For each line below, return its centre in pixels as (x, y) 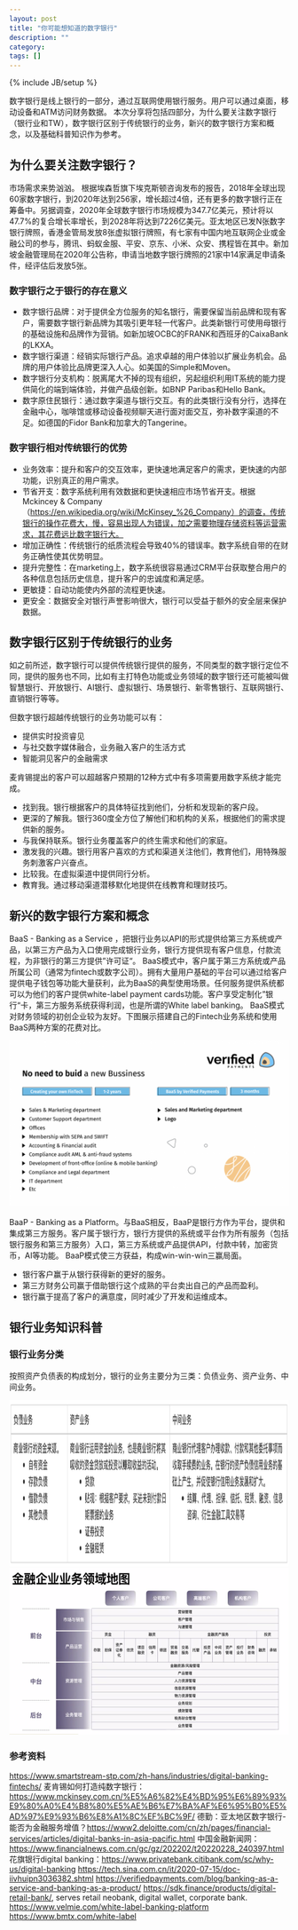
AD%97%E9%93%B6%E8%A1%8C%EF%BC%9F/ (102, 1816)
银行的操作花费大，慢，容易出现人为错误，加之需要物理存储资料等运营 (150, 523)
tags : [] (25, 56)
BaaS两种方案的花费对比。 (58, 1028)
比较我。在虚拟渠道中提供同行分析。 (88, 874)
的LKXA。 (40, 345)
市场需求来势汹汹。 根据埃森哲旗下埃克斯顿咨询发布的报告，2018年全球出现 (147, 187)
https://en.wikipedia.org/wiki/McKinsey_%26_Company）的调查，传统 (158, 511)
